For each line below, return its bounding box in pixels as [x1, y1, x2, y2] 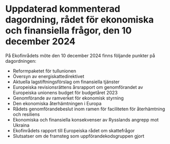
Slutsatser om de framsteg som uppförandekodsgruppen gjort [12, 133, 145, 139]
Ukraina [12, 122, 30, 128]
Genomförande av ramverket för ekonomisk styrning [12, 95, 124, 101]
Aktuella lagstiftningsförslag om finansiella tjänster [12, 79, 120, 85]
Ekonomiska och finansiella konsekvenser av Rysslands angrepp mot [12, 116, 159, 123]
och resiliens [12, 111, 40, 117]
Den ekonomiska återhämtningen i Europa [12, 100, 102, 106]
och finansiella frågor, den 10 [5, 25, 132, 36]
